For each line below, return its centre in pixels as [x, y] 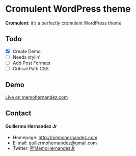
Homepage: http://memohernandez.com [55, 138]
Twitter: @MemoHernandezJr [44, 148]
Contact [18, 113]
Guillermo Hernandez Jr [31, 126]
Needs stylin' [26, 57]
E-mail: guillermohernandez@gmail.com [55, 143]
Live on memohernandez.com [36, 97]
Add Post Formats [32, 63]
